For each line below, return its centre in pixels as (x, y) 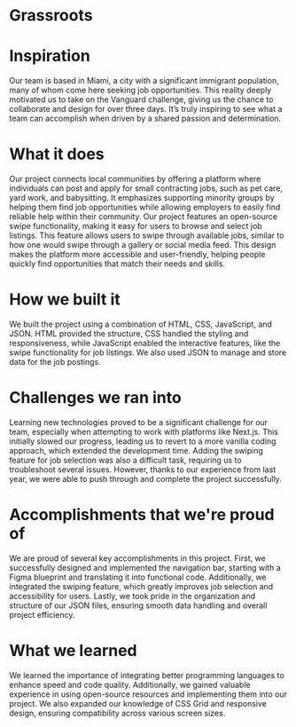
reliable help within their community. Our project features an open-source (143, 217)
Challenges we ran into (95, 398)
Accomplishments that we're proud (142, 515)
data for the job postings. (55, 362)
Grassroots (51, 16)
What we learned (73, 651)
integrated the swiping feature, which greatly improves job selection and (141, 586)
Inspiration (50, 56)
